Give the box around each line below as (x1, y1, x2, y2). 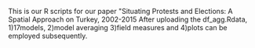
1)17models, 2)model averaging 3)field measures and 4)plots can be (8, 23, 228, 32)
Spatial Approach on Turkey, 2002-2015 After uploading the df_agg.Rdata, (8, 15, 248, 24)
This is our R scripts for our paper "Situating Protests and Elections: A (8, 7, 233, 15)
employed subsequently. (8, 31, 88, 40)
